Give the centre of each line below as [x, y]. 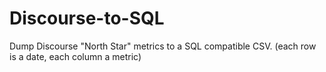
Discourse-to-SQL [87, 18]
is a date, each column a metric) [75, 56]
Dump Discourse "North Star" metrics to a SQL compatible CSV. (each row [163, 46]
